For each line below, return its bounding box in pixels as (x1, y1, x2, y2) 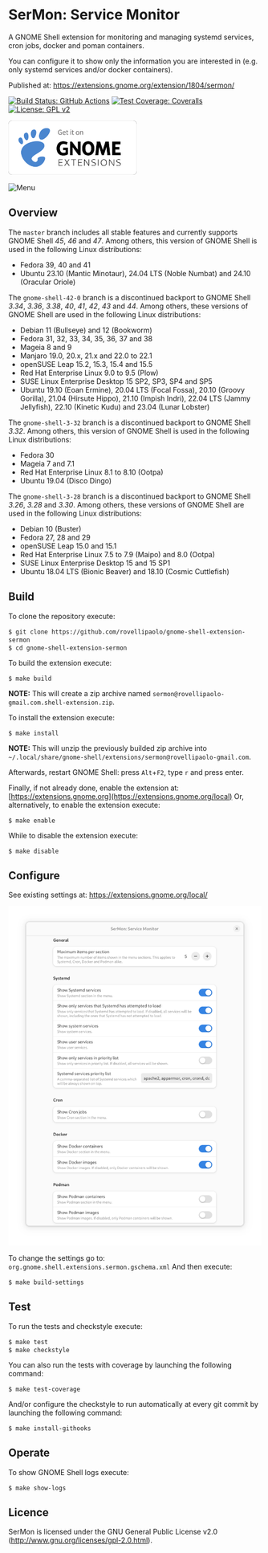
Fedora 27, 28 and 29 (19, 532, 91, 542)
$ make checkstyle (8, 1346, 70, 1354)
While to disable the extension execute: (8, 830, 139, 840)
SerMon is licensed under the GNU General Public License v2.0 (8, 1527, 218, 1537)
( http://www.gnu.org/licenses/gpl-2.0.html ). (8, 1535, 152, 1545)
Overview (8, 206, 59, 220)
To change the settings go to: (8, 1253, 106, 1262)
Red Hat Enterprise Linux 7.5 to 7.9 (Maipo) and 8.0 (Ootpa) (19, 549, 215, 559)
